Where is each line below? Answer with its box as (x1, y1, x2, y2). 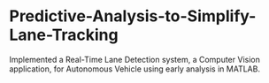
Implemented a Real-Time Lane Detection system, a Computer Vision (9, 54, 261, 64)
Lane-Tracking (9, 25, 119, 45)
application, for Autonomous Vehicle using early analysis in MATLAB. (9, 64, 261, 74)
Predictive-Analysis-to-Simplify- (9, 6, 257, 26)
